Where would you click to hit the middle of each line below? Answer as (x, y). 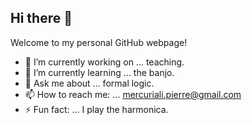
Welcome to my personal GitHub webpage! (99, 42)
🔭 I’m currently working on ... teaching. (104, 62)
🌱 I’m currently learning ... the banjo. (99, 72)
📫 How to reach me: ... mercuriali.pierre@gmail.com (133, 94)
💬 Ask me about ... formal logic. (89, 83)
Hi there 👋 (41, 18)
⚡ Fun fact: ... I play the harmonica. (96, 109)
